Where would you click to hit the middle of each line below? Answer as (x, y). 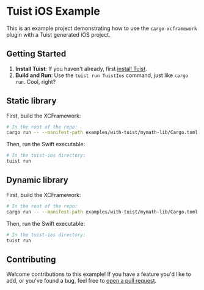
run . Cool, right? (35, 81)
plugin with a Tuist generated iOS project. (59, 34)
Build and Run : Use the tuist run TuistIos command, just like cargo (101, 75)
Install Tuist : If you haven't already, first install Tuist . (81, 69)
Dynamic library (37, 180)
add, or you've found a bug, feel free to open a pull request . (82, 281)
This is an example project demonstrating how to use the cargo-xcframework (102, 28)
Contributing (31, 259)
